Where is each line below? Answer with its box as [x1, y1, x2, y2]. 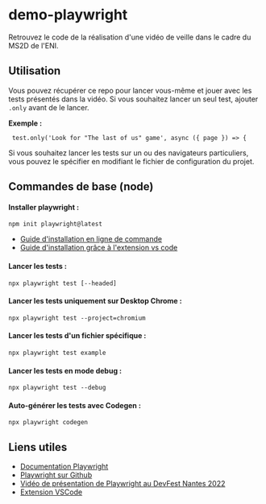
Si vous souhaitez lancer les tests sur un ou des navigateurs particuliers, [8, 147, 249, 158]
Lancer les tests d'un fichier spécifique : [8, 331, 147, 341]
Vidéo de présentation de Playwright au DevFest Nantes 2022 [19, 479, 226, 489]
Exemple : [8, 118, 43, 128]
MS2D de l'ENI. [8, 40, 59, 50]
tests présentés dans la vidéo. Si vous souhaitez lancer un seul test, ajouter [8, 94, 259, 104]
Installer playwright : [8, 202, 79, 212]
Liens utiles [8, 440, 68, 454]
